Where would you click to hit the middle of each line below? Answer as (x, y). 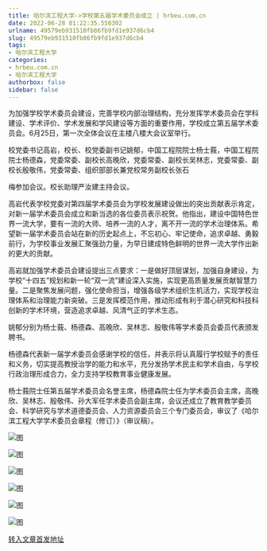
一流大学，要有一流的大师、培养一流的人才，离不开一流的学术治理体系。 (133, 224)
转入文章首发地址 (36, 539)
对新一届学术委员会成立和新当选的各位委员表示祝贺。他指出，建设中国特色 (130, 214)
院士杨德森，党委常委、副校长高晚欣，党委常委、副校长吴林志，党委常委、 (130, 160)
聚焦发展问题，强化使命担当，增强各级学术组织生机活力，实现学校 (143, 291)
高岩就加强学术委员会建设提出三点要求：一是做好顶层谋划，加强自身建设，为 (133, 271)
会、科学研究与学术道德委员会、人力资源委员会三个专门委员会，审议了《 (126, 411)
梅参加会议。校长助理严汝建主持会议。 (71, 187)
